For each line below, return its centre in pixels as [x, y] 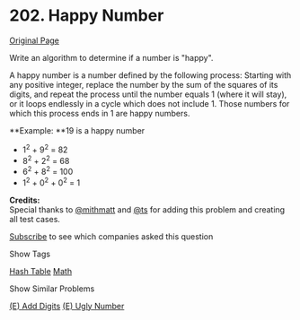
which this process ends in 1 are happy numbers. [100, 113]
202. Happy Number [87, 16]
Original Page [35, 40]
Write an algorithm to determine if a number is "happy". [111, 57]
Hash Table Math [41, 271]
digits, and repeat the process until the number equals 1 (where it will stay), [148, 94]
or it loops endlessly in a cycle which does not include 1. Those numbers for [150, 103]
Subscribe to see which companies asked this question [111, 236]
